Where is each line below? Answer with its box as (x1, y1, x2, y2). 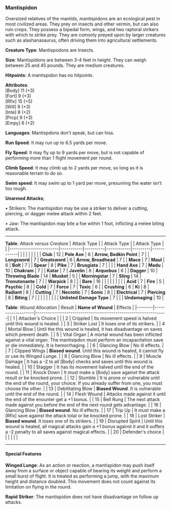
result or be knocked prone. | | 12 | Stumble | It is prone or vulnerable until (5, 375, 160, 381)
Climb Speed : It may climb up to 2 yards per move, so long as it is (5, 165, 144, 171)
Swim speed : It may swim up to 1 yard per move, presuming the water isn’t (5, 180, 162, 186)
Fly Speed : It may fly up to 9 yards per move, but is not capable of (5, 150, 145, 156)
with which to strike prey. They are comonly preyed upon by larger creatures (5, 32, 166, 38)
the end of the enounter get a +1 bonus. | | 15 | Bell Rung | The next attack (5, 397, 160, 403)
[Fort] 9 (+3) (5, 93, 32, 99)
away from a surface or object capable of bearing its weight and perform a (5, 467, 162, 473)
